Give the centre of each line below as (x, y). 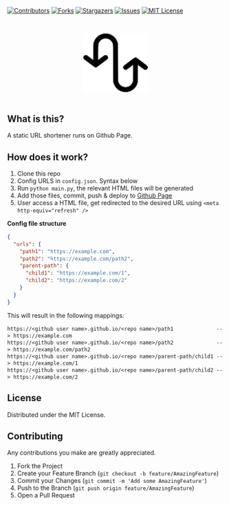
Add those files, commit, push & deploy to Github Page (95, 195)
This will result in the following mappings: (66, 315)
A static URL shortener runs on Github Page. (70, 136)
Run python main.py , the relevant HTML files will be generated (105, 188)
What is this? (36, 119)
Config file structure (37, 223)
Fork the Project (40, 466)
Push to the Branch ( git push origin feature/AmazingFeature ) (106, 488)
